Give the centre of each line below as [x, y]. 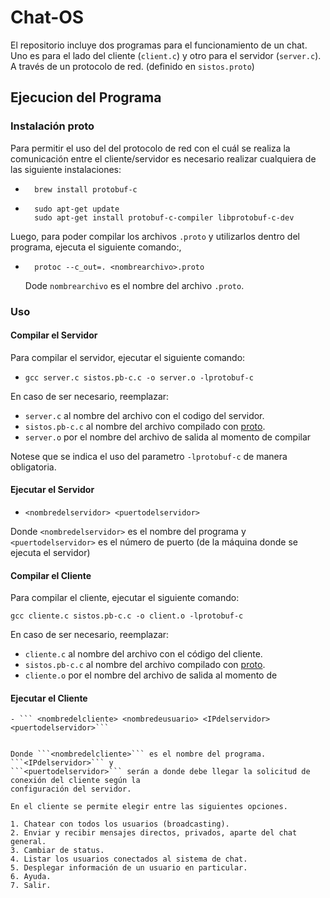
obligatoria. [33, 467]
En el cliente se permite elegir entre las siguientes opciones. [149, 807]
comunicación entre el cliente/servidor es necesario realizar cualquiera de [163, 158]
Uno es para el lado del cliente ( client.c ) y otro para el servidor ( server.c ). [166, 55]
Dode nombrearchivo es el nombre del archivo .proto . [134, 285]
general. [28, 842]
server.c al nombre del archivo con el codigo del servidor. [144, 415]
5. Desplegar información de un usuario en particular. [129, 868]
